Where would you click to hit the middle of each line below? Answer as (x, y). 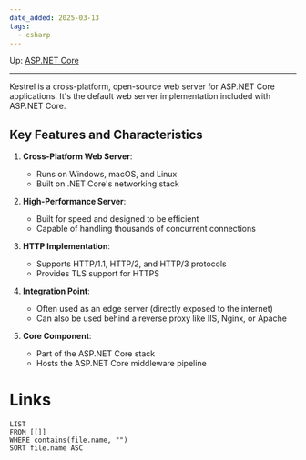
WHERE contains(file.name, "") (69, 440)
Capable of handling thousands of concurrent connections (146, 229)
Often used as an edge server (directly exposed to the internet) (154, 309)
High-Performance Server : (74, 202)
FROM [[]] (28, 433)
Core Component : (57, 336)
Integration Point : (56, 291)
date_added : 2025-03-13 (55, 18)
